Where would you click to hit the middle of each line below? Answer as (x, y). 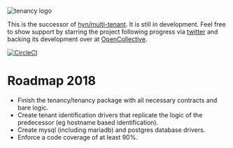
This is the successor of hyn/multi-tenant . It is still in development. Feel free (116, 24)
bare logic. (33, 108)
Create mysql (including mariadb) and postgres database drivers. (111, 130)
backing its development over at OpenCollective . (77, 39)
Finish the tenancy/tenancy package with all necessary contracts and (117, 100)
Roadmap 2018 (52, 81)
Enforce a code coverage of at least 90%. (77, 137)
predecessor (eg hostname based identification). (88, 122)
